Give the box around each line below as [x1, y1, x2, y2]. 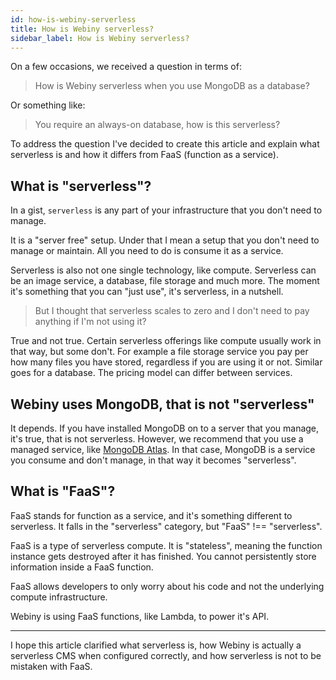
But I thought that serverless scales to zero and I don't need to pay [34, 305, 310, 317]
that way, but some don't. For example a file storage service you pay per [10, 346, 309, 358]
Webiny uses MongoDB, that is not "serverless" [10, 396, 315, 413]
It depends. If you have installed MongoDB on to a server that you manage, [10, 422, 320, 434]
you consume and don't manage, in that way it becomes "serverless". [10, 454, 297, 466]
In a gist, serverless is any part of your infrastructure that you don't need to [10, 204, 323, 216]
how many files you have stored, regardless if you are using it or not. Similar [10, 356, 323, 368]
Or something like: [10, 99, 86, 111]
